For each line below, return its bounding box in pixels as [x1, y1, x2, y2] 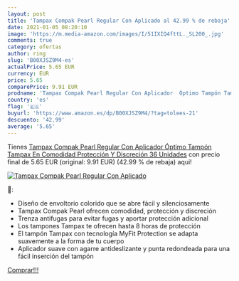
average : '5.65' [7, 122, 55, 130]
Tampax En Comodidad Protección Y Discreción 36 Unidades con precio [7, 150, 221, 159]
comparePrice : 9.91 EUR [7, 83, 78, 90]
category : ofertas [7, 43, 62, 51]
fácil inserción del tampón [17, 252, 94, 260]
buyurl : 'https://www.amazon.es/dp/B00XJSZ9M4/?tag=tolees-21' [7, 110, 199, 117]
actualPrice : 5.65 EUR [7, 63, 75, 70]
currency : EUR [7, 70, 50, 77]
